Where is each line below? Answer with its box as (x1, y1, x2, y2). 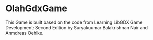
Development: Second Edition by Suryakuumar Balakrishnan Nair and (5, 24, 148, 30)
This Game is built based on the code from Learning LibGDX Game (5, 19, 143, 25)
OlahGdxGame (5, 3, 68, 14)
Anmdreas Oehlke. (5, 30, 44, 36)
